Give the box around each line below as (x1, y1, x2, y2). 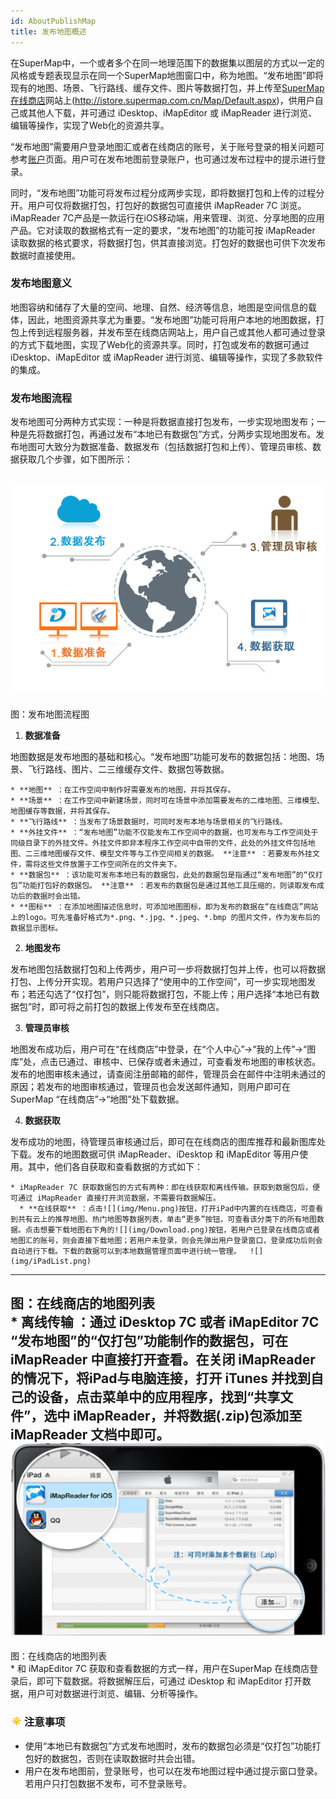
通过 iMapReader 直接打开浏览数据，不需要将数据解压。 (17, 1193, 221, 1203)
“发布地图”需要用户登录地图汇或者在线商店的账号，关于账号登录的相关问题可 (10, 140, 325, 152)
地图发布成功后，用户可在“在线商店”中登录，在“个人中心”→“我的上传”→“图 (10, 1043, 317, 1055)
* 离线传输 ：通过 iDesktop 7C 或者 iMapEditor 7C (10, 1314, 320, 1331)
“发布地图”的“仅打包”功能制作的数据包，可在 (10, 1333, 289, 1350)
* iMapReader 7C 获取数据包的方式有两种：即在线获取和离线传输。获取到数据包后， (10, 1182, 313, 1192)
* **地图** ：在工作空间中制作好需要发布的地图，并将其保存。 (10, 785, 236, 795)
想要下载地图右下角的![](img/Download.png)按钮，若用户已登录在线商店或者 (39, 1225, 321, 1235)
